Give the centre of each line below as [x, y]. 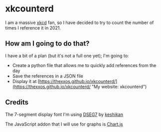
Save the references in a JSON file [48, 76]
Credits [17, 102]
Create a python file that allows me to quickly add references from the [84, 65]
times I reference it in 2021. [33, 27]
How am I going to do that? [47, 44]
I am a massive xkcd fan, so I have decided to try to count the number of [80, 22]
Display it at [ [26, 81]
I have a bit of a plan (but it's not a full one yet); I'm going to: [67, 55]
